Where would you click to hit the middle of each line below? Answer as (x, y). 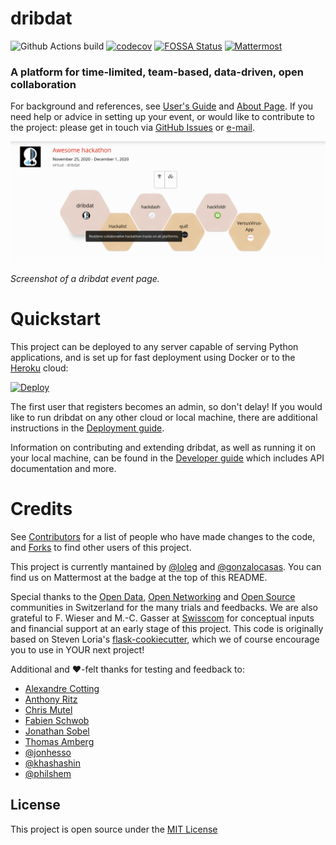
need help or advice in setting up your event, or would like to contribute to (162, 117)
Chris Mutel (48, 710)
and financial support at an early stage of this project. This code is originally (167, 629)
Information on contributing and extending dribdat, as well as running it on (163, 448)
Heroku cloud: (39, 368)
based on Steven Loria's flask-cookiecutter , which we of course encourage (165, 639)
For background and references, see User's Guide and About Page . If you (162, 106)
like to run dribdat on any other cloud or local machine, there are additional (164, 418)
